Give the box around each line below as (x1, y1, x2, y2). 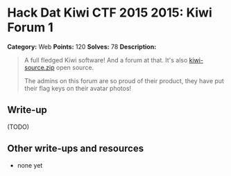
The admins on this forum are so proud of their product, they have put (24, 76, 224, 85)
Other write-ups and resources (7, 143, 144, 155)
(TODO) (7, 123, 30, 131)
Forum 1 (7, 19, 53, 35)
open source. (55, 63, 94, 71)
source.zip (24, 63, 55, 71)
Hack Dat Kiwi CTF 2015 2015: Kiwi (7, 5, 213, 21)
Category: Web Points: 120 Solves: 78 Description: (7, 42, 157, 51)
